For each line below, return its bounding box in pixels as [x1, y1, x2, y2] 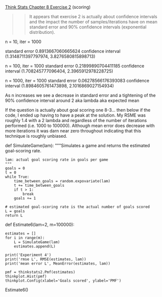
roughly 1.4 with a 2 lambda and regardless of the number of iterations [5, 118, 147, 123]
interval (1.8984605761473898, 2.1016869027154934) [5, 83, 114, 89]
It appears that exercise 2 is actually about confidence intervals [29, 14, 158, 19]
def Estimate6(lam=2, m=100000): [5, 222, 74, 227]
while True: [5, 174, 29, 179]
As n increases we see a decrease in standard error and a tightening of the [5, 93, 156, 98]
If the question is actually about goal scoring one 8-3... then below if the [5, 107, 151, 113]
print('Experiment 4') [5, 252, 51, 257]
